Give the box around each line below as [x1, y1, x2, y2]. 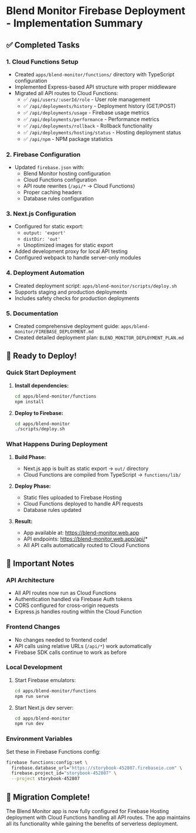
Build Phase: [14, 453, 46, 460]
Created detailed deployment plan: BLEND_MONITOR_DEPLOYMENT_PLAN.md [14, 334, 184, 341]
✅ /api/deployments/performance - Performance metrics [23, 116, 160, 123]
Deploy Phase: [14, 483, 51, 490]
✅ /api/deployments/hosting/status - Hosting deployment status [23, 129, 181, 136]
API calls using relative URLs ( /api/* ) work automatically [14, 642, 152, 649]
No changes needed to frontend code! [14, 636, 107, 643]
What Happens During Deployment [6, 440, 108, 448]
